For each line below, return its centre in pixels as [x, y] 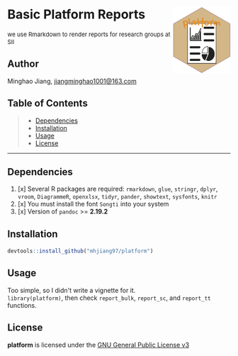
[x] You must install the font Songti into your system [93, 204]
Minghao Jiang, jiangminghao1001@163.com [72, 81]
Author [23, 64]
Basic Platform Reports [76, 15]
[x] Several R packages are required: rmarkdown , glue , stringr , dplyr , [118, 189]
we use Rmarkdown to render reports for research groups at [89, 34]
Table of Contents [48, 103]
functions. [22, 305]
